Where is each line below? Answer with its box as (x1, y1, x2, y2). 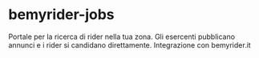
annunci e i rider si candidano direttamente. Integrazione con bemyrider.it (8, 40, 251, 49)
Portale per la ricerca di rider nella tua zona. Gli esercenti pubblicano (8, 32, 235, 41)
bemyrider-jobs (8, 6, 115, 24)
